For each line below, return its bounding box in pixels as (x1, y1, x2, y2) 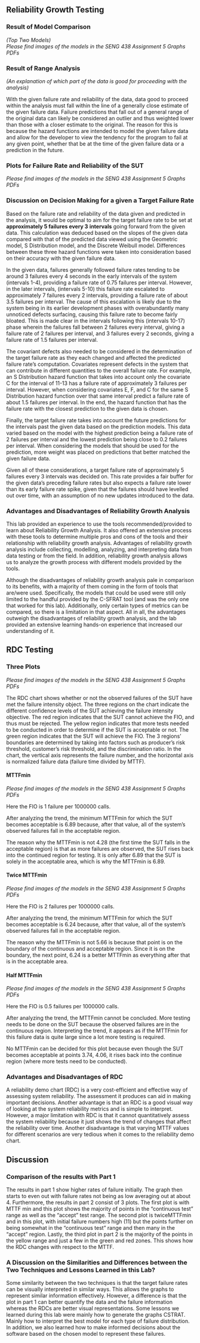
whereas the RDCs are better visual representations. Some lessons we (6, 1305, 180, 1312)
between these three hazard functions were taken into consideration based (6, 248, 191, 255)
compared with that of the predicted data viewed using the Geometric (6, 235, 178, 242)
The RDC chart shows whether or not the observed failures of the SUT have (6, 694, 193, 701)
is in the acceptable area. (6, 957, 69, 965)
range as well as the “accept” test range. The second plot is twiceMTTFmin (6, 1212, 192, 1219)
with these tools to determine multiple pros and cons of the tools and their (6, 533, 188, 540)
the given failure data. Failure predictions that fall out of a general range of (6, 108, 189, 116)
